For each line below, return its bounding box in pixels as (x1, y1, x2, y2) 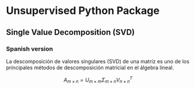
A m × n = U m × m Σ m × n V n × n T (63, 75, 133, 85)
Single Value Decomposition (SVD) (6, 27, 135, 37)
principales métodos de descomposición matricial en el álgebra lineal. (6, 64, 174, 71)
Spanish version (6, 45, 54, 53)
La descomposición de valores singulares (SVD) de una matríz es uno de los (6, 58, 190, 65)
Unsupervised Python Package (6, 4, 160, 17)
